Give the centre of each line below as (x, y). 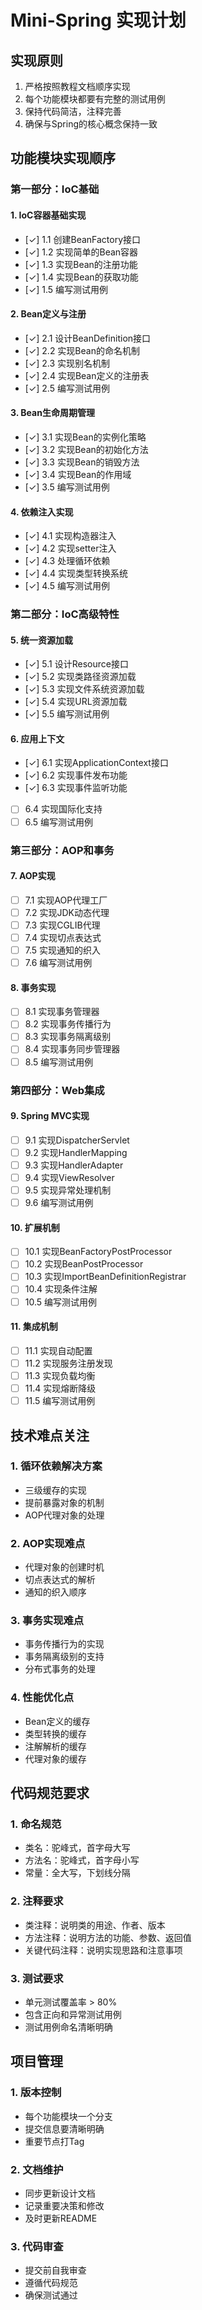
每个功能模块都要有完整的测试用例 (95, 99)
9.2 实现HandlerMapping (76, 1152)
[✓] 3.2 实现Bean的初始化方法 (86, 449)
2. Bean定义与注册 (48, 314)
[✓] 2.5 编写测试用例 (67, 388)
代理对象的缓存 (55, 1758)
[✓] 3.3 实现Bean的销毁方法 (82, 462)
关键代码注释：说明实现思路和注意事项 (103, 1950)
